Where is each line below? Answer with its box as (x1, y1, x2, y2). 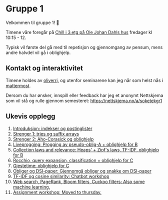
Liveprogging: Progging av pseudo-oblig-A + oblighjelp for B (12, 141, 138, 147)
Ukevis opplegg (5, 112, 55, 120)
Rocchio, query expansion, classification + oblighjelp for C (12, 157, 133, 163)
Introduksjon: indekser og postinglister (12, 125, 92, 131)
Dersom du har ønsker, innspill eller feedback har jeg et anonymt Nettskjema (5, 92, 163, 98)
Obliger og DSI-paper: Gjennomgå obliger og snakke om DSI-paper (12, 168, 151, 174)
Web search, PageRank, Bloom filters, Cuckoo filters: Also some (12, 178, 145, 184)
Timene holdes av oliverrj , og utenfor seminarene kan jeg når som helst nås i (5, 77, 163, 83)
